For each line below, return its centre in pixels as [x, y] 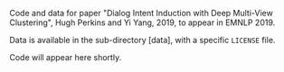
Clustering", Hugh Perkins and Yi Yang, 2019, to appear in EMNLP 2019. [142, 22]
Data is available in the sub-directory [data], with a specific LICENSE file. [142, 40]
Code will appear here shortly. [66, 57]
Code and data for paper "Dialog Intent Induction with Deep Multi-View [141, 13]
